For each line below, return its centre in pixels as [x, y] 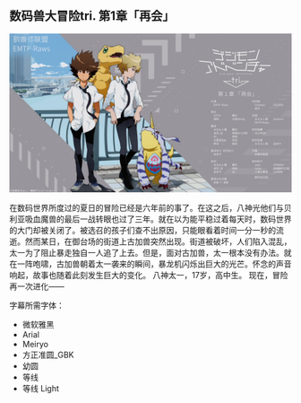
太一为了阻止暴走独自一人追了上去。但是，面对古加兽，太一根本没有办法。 [146, 253]
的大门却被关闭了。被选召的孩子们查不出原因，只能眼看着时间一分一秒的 [142, 231]
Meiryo [35, 345]
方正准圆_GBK [48, 355]
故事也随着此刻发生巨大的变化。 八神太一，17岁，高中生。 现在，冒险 [160, 276]
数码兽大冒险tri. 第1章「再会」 [92, 16]
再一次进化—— [37, 286]
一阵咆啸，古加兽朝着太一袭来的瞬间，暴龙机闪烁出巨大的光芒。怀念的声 [150, 264]
